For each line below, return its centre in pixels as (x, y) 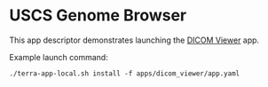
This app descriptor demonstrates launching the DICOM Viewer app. (134, 40)
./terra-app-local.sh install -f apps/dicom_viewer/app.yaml (125, 73)
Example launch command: (59, 57)
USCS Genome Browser (98, 16)
